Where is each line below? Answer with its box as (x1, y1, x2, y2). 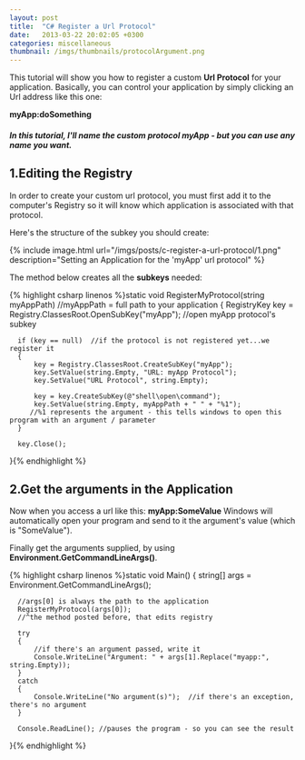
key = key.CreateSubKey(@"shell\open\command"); (33, 392, 221, 401)
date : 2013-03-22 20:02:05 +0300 (9, 30, 144, 39)
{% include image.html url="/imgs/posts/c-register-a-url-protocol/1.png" (9, 245, 281, 255)
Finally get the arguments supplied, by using (9, 543, 175, 554)
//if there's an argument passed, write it (33, 645, 202, 655)
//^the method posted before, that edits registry (17, 613, 213, 623)
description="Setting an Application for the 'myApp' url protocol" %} (9, 254, 265, 265)
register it (9, 344, 54, 353)
